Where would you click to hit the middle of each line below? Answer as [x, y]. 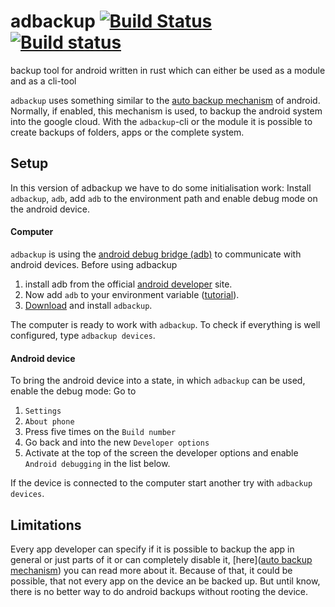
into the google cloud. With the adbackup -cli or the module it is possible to [161, 121]
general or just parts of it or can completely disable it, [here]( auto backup [161, 559]
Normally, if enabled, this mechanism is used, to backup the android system [166, 111]
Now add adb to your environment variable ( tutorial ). [132, 294]
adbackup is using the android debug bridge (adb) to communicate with [156, 254]
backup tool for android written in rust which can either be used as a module [168, 70]
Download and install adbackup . [88, 305]
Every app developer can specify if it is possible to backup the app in [152, 549]
